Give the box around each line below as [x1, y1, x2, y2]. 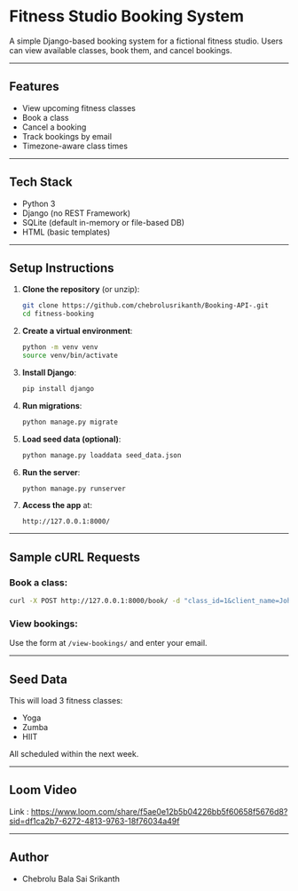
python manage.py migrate [21, 418, 118, 426]
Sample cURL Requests [9, 549, 140, 565]
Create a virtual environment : [21, 326, 133, 337]
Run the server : [21, 466, 81, 477]
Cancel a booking [21, 122, 87, 132]
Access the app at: [21, 500, 93, 511]
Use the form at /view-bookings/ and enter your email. [9, 638, 208, 648]
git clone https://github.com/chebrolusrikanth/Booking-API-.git [21, 301, 269, 310]
